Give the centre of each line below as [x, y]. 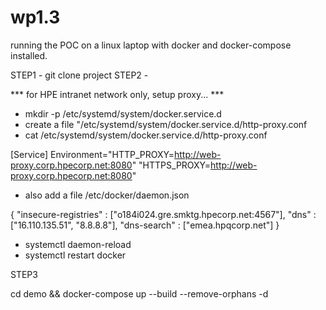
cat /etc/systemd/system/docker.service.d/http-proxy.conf [146, 135]
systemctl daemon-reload [78, 244]
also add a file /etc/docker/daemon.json [107, 195]
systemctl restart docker [75, 255]
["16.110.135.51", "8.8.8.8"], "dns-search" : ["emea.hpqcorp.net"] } [145, 225]
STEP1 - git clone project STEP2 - [79, 75]
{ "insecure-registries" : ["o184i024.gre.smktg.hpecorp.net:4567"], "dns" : [163, 214]
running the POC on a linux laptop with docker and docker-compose [151, 45]
